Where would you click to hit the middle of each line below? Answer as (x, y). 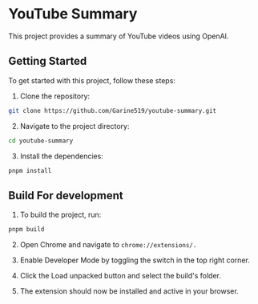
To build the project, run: (60, 215)
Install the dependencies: (62, 156)
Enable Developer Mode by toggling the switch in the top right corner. (135, 260)
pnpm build (26, 230)
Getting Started (48, 61)
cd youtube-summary (41, 141)
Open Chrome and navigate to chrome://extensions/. (108, 245)
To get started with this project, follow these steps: (92, 80)
